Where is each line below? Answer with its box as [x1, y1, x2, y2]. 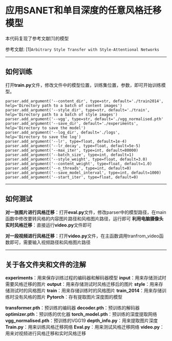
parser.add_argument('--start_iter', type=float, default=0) [5, 174, 139, 179]
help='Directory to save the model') [5, 125, 86, 130]
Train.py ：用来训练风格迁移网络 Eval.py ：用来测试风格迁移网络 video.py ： [5, 324, 165, 330]
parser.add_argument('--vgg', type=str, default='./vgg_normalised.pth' [5, 116, 164, 122]
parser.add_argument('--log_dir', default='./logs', [5, 130, 120, 135]
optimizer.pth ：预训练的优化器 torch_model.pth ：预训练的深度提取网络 [5, 311, 157, 317]
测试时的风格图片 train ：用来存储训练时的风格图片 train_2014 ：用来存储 [9, 287, 162, 294]
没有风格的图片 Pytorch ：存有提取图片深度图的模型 [14, 294, 123, 300]
